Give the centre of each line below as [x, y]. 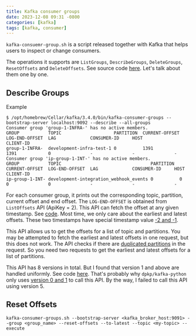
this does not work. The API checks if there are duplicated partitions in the [96, 244]
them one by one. [27, 74]
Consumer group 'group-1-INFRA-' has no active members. [77, 128]
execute [16, 328]
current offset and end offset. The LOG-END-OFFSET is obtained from [87, 201]
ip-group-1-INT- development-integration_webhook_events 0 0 [94, 179]
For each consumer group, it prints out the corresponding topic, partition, [94, 195]
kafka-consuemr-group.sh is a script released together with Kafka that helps [97, 44]
